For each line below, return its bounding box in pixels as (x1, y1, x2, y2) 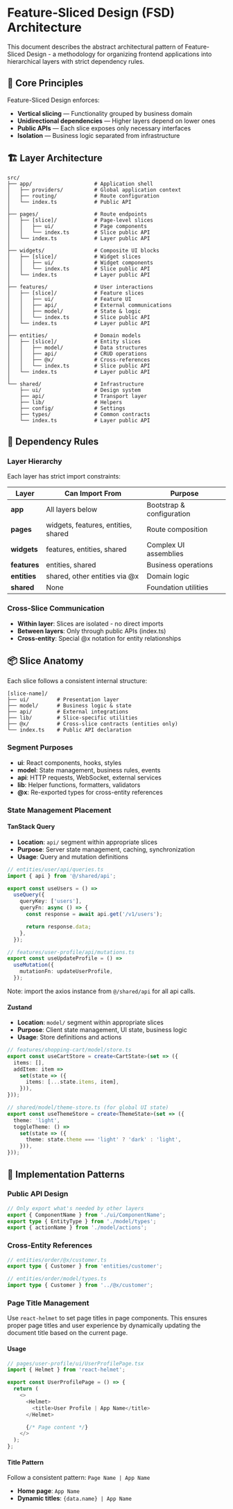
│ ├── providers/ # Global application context (7, 186, 182, 193)
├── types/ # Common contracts (19, 411, 150, 417)
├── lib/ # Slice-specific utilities (7, 714, 138, 722)
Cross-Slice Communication (7, 603, 105, 613)
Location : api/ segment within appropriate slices (17, 838, 158, 846)
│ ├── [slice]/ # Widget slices (7, 253, 141, 260)
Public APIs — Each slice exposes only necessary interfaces (17, 123, 191, 132)
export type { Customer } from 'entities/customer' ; (7, 1263, 163, 1270)
